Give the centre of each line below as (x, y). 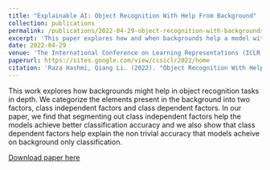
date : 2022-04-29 (37, 46)
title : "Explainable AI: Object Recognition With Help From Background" (133, 16)
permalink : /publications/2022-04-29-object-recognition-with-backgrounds (136, 30)
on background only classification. (65, 142)
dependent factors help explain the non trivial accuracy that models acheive (134, 133)
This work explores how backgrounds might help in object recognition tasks (134, 91)
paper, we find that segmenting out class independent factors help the (125, 116)
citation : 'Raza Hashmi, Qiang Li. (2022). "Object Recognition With (127, 68)
